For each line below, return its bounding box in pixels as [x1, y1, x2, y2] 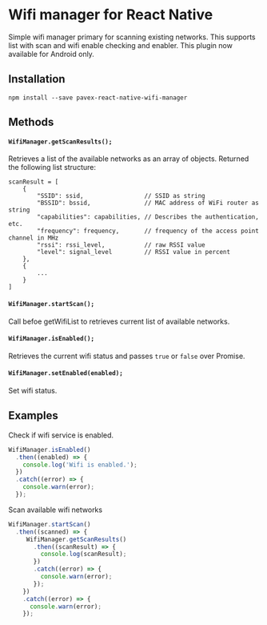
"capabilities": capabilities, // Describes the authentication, [37, 213, 260, 221]
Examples [8, 409, 58, 422]
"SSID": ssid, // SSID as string [37, 192, 205, 200]
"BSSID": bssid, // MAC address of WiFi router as [37, 199, 260, 208]
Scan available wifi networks [8, 505, 102, 514]
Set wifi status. [8, 385, 58, 395]
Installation [8, 72, 66, 86]
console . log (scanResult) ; [40, 550, 127, 558]
